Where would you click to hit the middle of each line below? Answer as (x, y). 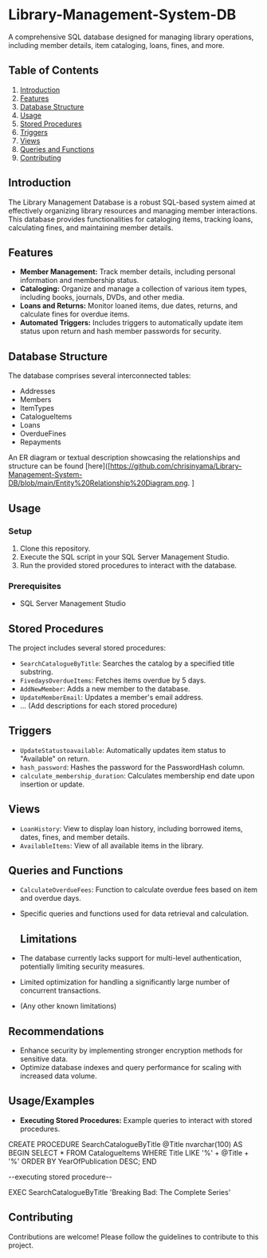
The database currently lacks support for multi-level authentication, (131, 958)
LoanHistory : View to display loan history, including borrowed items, (131, 828)
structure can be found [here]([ (59, 466)
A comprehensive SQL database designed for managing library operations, (131, 37)
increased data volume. (58, 1076)
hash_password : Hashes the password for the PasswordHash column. (132, 767)
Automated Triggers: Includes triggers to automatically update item (131, 323)
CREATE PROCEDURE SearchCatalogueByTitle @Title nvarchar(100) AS (126, 1144)
